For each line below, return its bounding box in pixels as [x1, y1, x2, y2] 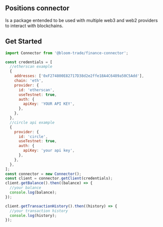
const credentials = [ [5, 60, 52, 65]
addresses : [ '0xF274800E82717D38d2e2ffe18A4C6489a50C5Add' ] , [14, 74, 144, 79]
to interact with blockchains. [5, 23, 63, 29]
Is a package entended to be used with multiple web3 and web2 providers [5, 17, 158, 23]
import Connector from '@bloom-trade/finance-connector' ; [5, 50, 128, 56]
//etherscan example [9, 64, 52, 69]
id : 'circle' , [18, 134, 48, 139]
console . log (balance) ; [9, 190, 57, 195]
